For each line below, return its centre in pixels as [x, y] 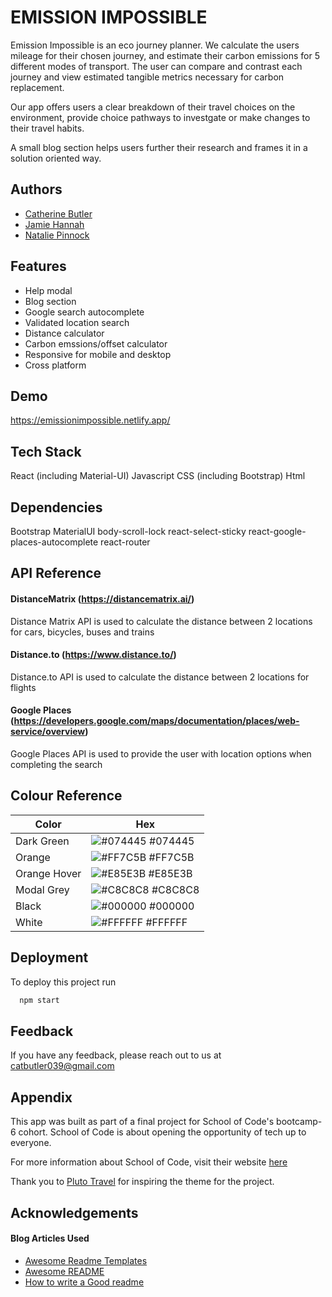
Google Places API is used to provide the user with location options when [161, 754]
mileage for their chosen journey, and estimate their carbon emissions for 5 [165, 55]
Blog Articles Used [50, 1238]
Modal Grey [42, 889]
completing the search [56, 764]
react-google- [277, 531]
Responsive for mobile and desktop [98, 354]
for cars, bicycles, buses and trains [82, 632]
